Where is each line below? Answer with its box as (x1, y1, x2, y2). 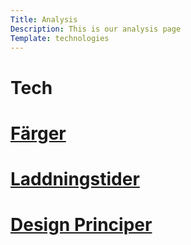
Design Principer (10, 214, 153, 236)
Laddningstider (10, 167, 140, 190)
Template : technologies (10, 33, 110, 43)
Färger (10, 122, 67, 145)
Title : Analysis (10, 14, 78, 25)
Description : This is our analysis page (10, 24, 182, 34)
